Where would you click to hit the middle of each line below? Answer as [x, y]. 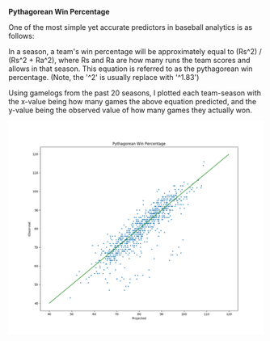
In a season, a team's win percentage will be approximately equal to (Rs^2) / [135, 51]
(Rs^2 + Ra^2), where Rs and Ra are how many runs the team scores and [129, 60]
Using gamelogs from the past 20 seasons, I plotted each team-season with [135, 93]
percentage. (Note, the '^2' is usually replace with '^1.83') [104, 77]
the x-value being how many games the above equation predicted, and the [133, 101]
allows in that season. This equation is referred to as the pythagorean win [131, 69]
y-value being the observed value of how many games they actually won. [130, 110]
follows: [21, 36]
